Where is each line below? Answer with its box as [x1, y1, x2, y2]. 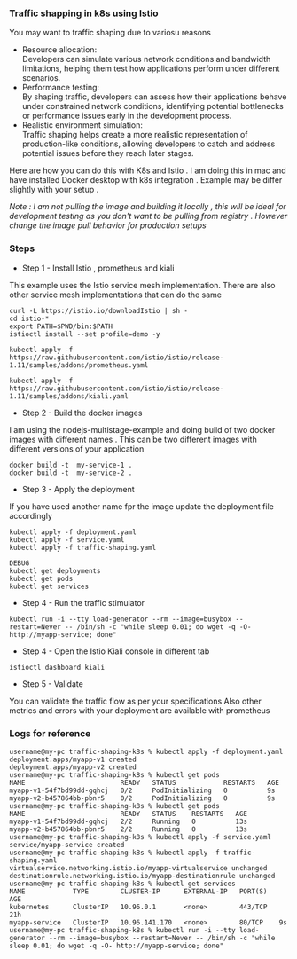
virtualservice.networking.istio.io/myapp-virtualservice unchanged [9, 863, 268, 872]
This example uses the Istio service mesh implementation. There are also [9, 279, 276, 290]
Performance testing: [21, 83, 100, 93]
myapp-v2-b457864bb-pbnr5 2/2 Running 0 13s [9, 824, 248, 834]
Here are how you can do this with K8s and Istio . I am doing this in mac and [9, 165, 286, 176]
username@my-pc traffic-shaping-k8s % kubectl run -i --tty [9, 925, 237, 934]
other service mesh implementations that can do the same [9, 289, 222, 300]
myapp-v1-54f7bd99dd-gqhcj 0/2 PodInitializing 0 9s [9, 786, 276, 795]
